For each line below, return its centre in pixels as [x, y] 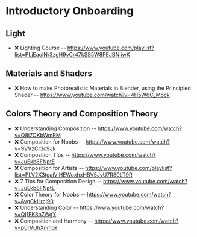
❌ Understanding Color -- [46, 207]
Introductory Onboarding [70, 11]
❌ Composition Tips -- [42, 154]
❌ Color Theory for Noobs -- [50, 194]
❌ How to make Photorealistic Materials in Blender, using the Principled [102, 88]
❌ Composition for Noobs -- [49, 141]
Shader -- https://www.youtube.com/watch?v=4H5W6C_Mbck [92, 95]
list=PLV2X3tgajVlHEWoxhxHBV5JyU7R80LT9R [73, 175]
